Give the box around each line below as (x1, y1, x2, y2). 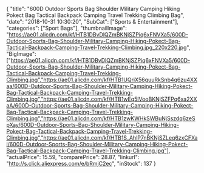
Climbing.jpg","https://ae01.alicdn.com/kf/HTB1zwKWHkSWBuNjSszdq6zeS (6, 115, 195, 122)
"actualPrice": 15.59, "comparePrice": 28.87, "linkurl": (6, 154, 140, 160)
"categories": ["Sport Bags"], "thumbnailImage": (6, 24, 127, 32)
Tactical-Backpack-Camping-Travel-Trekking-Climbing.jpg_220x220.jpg (6, 44, 187, 51)
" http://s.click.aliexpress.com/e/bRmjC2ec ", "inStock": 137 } (6, 160, 156, 167)
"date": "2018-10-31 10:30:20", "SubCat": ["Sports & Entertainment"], (6, 18, 179, 25)
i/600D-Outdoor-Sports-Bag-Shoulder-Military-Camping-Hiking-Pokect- (6, 141, 188, 148)
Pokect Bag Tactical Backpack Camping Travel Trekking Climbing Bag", (6, 12, 185, 19)
